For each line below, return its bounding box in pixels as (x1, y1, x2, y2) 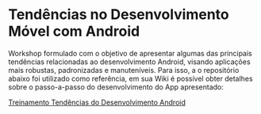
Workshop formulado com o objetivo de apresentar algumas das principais (8, 48, 252, 58)
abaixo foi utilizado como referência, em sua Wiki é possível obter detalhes (8, 74, 253, 83)
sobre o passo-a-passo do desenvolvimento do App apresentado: (8, 82, 225, 92)
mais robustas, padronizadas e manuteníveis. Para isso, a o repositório (8, 65, 240, 74)
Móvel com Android (8, 22, 140, 40)
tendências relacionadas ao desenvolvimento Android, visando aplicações (8, 57, 251, 66)
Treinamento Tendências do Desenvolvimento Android (8, 97, 186, 107)
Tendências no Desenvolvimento (8, 6, 229, 24)
